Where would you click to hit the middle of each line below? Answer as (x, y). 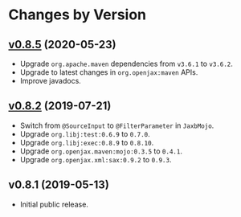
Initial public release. (54, 204)
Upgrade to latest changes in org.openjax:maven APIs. (109, 72)
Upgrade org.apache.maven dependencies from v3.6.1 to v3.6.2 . (126, 63)
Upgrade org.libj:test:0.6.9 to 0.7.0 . (85, 133)
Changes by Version (78, 15)
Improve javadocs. (51, 81)
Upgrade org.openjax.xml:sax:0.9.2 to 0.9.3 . (96, 159)
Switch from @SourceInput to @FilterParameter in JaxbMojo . (117, 125)
